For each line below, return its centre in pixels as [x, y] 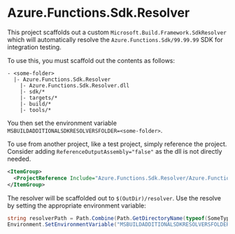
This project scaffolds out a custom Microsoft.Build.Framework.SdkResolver [117, 32]
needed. [19, 159]
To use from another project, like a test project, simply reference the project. [117, 144]
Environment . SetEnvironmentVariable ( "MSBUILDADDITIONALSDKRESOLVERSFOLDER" [120, 225]
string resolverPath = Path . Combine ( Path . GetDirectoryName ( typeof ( [108, 218]
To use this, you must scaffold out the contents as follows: [91, 60]
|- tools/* [36, 110]
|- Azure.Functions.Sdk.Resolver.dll [75, 85]
